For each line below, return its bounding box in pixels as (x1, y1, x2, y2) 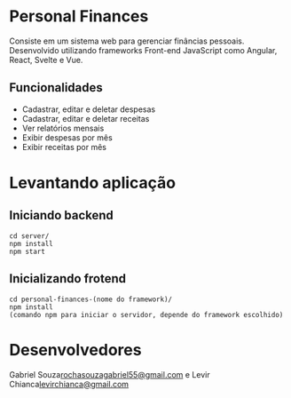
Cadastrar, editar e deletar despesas (21, 104, 156, 115)
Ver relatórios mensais (21, 123, 105, 133)
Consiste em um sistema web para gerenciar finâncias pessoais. (9, 36, 245, 46)
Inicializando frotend (9, 271, 127, 286)
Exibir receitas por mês (21, 141, 106, 152)
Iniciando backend (9, 208, 114, 223)
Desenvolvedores (9, 339, 142, 360)
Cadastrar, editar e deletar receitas (21, 113, 150, 123)
